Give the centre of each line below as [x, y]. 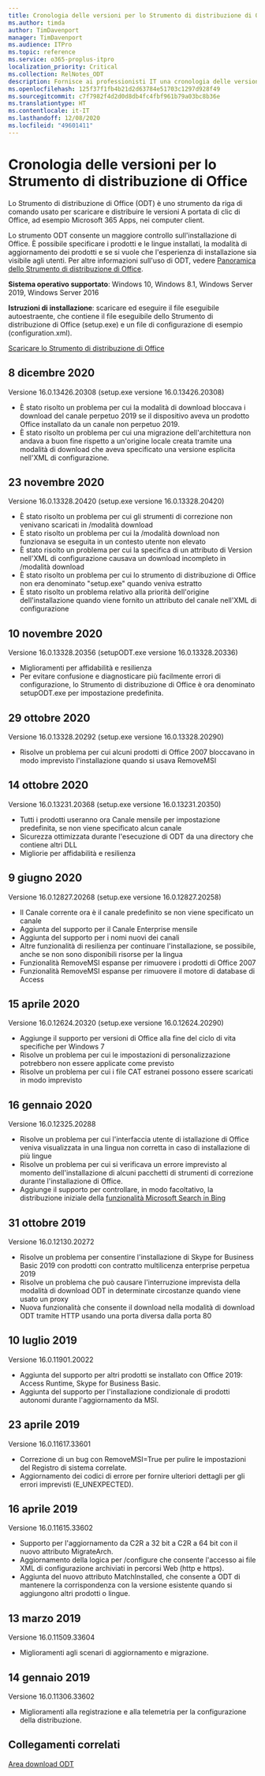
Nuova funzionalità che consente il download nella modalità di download [137, 1307]
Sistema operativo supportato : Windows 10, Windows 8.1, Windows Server [131, 284]
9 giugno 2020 [45, 878]
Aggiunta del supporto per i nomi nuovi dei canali [99, 937]
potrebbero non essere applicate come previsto [97, 1064]
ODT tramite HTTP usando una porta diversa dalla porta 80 [115, 1316]
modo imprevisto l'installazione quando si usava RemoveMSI [118, 760]
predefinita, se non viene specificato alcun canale [101, 828]
